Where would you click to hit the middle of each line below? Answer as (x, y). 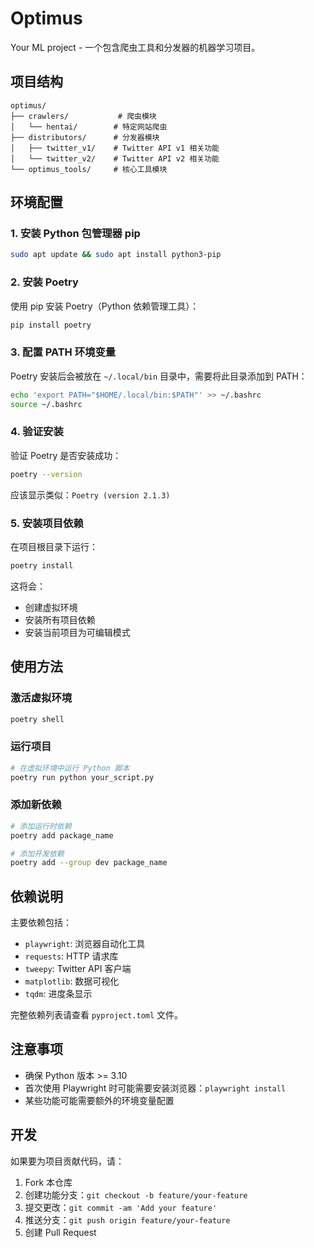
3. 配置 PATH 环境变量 (63, 352)
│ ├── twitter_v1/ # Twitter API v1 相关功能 (115, 148)
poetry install (42, 566)
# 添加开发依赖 (37, 853)
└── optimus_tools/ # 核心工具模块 (89, 169)
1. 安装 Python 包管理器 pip (75, 234)
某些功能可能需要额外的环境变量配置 (99, 1100)
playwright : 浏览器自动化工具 (85, 944)
